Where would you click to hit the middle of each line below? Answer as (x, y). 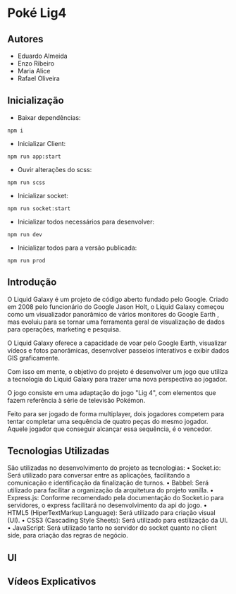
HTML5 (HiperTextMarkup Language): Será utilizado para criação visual (112, 513)
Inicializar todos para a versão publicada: (77, 248)
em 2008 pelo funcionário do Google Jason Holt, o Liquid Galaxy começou (116, 307)
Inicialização (36, 101)
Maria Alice (34, 71)
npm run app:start (34, 157)
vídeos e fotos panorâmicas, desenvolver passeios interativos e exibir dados (118, 350)
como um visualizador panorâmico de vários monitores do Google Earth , (113, 314)
